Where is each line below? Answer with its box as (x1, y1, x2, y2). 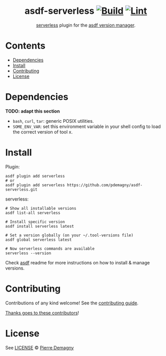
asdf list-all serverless (5, 210, 60, 215)
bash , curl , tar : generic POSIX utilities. (12, 118, 94, 124)
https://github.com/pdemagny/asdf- (67, 182, 143, 188)
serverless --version (5, 251, 52, 256)
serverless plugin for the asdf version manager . (36, 22, 136, 28)
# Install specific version (5, 219, 65, 225)
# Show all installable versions (5, 206, 77, 211)
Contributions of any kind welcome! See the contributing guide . (5, 300, 139, 306)
